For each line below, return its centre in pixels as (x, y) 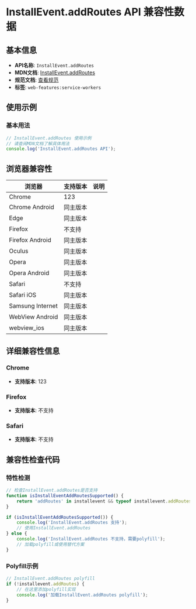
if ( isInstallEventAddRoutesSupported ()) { (60, 517)
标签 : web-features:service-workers (58, 87)
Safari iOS (23, 295)
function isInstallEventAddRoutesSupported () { (65, 495)
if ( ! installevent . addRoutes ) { (45, 584)
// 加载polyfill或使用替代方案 (50, 544)
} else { (17, 533)
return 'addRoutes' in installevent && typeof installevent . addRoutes (104, 501)
